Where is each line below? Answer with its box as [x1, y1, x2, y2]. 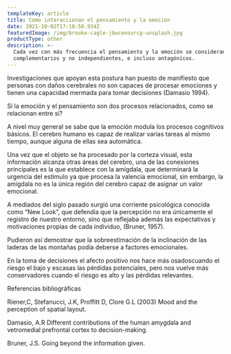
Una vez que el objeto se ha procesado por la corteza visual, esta [7, 150, 192, 158]
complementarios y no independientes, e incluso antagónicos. [13, 55, 195, 62]
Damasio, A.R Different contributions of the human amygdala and [7, 318, 191, 326]
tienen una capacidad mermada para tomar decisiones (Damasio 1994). [7, 88, 210, 96]
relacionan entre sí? [7, 109, 63, 117]
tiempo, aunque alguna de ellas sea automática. [7, 137, 143, 145]
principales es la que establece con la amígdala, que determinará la [7, 165, 198, 173]
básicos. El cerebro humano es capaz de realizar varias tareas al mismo [7, 129, 211, 138]
